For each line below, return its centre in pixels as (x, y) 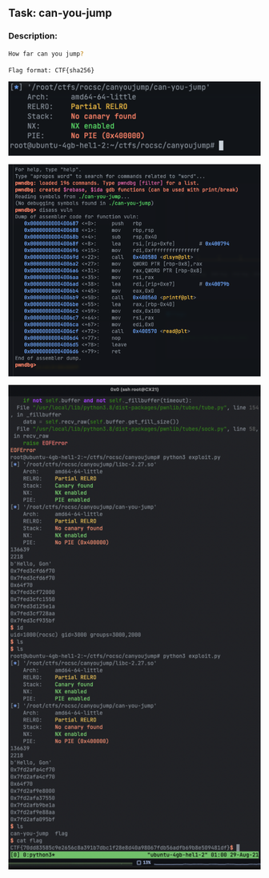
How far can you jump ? (46, 54)
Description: (33, 36)
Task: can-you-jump (60, 13)
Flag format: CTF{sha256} (51, 71)
